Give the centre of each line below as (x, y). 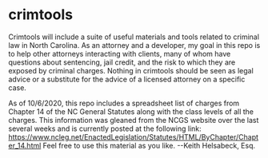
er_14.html (25, 145)
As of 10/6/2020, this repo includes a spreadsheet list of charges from (124, 103)
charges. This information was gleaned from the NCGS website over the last (134, 120)
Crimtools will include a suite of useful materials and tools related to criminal (134, 37)
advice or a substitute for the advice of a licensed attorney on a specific (127, 79)
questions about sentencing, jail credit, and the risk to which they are (122, 62)
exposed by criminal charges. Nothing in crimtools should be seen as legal (131, 70)
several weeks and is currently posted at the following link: (105, 128)
